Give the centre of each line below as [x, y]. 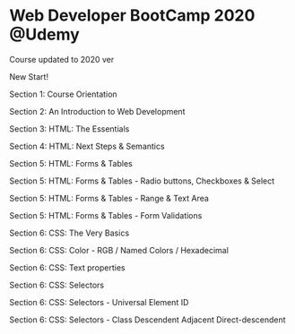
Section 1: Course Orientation [64, 94]
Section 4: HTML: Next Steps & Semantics [87, 146]
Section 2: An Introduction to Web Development [97, 111]
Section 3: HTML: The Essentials [69, 128]
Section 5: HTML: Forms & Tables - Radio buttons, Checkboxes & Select [142, 181]
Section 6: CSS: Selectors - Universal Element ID [99, 302]
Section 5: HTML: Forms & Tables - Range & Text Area [109, 198]
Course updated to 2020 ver [62, 59]
